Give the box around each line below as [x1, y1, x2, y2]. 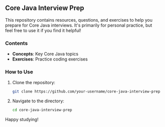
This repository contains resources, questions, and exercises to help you [5, 17, 153, 23]
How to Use [5, 68, 33, 75]
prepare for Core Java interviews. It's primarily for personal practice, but [5, 22, 153, 28]
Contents [5, 39, 28, 46]
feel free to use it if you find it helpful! [5, 27, 81, 33]
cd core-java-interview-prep [12, 108, 72, 113]
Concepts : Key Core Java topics [12, 51, 79, 57]
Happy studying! [5, 117, 38, 123]
